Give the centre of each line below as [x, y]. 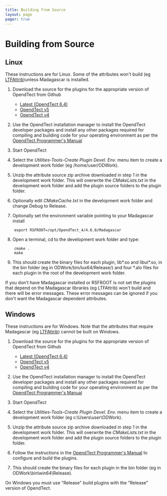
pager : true [17, 19]
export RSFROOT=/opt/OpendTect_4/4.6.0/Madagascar [68, 230]
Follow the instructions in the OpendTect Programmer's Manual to [80, 453]
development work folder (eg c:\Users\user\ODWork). [67, 417]
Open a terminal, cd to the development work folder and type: [76, 239]
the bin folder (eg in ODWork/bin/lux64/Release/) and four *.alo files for [85, 268]
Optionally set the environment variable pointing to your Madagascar [83, 216]
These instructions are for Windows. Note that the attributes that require [79, 326]
